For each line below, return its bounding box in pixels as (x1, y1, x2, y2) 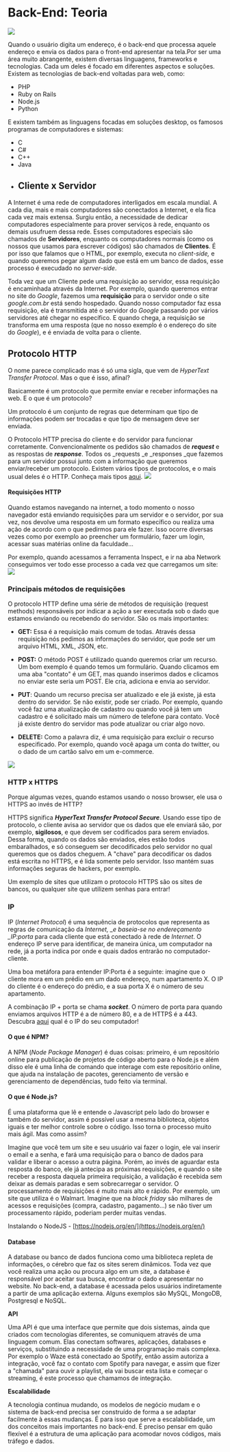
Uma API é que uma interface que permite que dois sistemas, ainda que (8, 1323, 211, 1331)
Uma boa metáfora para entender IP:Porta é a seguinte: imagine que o (8, 968, 206, 976)
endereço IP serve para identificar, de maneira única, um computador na (8, 939, 213, 948)
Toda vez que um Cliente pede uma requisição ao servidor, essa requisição (8, 277, 220, 285)
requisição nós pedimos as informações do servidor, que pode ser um (17, 635, 216, 643)
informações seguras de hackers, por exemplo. (8, 865, 141, 873)
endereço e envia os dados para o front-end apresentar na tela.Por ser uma (8, 47, 221, 56)
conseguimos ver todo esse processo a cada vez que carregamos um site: (8, 560, 218, 568)
